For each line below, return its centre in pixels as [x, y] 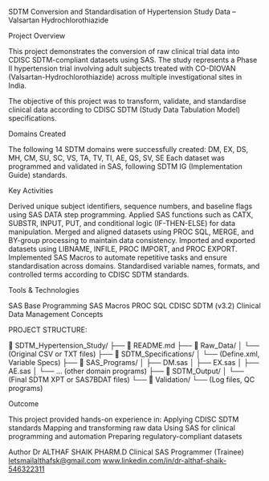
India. [17, 85]
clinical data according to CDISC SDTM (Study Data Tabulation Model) [124, 109]
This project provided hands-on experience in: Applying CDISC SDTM [124, 419]
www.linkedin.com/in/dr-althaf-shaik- [165, 460]
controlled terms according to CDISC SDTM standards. [99, 274]
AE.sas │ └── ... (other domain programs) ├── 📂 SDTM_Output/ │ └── [126, 371]
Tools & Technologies [44, 290]
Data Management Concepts [56, 314]
